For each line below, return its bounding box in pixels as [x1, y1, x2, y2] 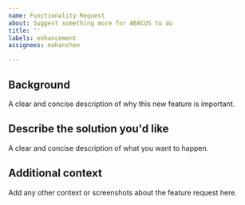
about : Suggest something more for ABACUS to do [8, 19, 173, 27]
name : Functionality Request [8, 11, 105, 20]
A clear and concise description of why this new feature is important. [8, 99, 235, 108]
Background [8, 77, 70, 92]
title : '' [8, 26, 41, 34]
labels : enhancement [8, 34, 77, 42]
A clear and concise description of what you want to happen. [8, 143, 209, 152]
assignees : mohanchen [8, 41, 81, 49]
